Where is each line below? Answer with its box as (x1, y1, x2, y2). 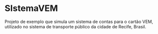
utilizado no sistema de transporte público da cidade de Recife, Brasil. (4, 23, 146, 29)
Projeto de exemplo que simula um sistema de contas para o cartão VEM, (4, 19, 154, 24)
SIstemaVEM (4, 3, 58, 14)
